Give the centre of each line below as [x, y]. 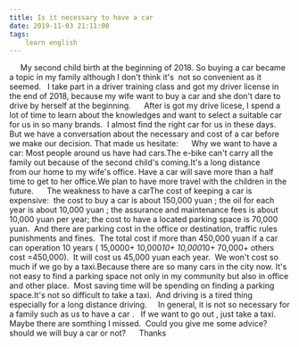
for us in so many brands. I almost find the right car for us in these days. [143, 125]
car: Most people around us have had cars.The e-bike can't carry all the [141, 153]
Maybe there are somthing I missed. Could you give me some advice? [138, 324]
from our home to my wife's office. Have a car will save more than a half [141, 172]
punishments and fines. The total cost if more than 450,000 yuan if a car [144, 238]
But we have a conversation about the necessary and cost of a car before [144, 134]
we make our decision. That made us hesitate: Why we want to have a [143, 144]
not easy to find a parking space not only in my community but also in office [149, 277]
